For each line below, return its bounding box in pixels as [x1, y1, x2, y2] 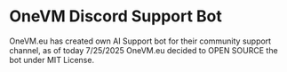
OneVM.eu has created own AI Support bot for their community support [9, 36, 272, 46]
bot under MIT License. [9, 54, 95, 65]
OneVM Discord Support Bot [9, 6, 222, 27]
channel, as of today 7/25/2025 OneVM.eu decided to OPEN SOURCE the [9, 44, 278, 55]
